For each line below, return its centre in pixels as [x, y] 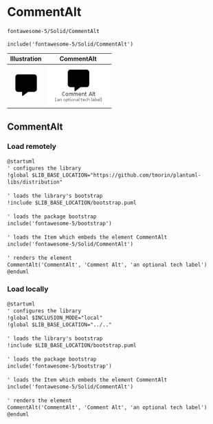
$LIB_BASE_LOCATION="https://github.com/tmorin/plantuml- [116, 175]
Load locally [28, 289]
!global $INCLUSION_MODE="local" [55, 318]
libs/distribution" [35, 182]
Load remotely [32, 146]
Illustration [26, 59]
